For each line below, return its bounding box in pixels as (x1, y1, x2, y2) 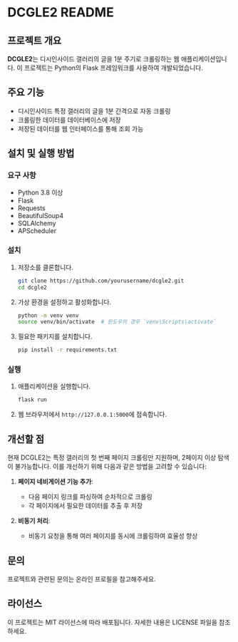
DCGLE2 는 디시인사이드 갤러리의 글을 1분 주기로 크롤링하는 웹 (7, 55, 180, 63)
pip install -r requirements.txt (17, 346, 118, 353)
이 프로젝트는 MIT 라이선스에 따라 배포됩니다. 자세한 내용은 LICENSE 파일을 (7, 618, 217, 626)
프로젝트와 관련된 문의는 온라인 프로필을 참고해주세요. (7, 574, 156, 583)
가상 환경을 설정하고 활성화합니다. (17, 297, 112, 306)
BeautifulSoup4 (17, 211, 64, 219)
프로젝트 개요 (7, 34, 62, 46)
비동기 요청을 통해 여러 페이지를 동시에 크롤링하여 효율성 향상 (28, 532, 198, 540)
